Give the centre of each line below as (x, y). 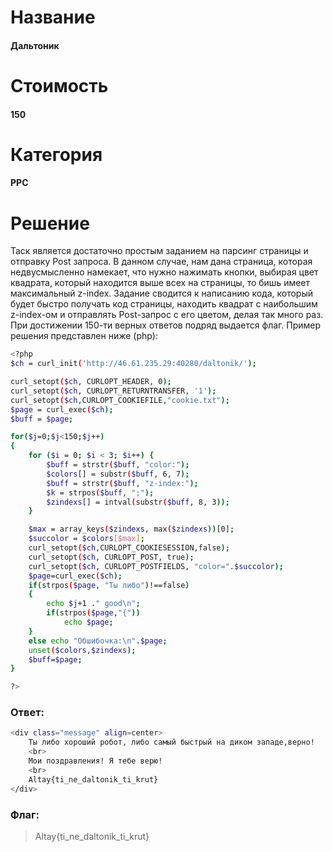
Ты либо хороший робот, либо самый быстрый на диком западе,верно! (171, 742)
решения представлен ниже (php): (84, 336)
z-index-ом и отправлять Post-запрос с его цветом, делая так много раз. (167, 315)
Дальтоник (35, 45)
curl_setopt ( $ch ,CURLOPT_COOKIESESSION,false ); (129, 548)
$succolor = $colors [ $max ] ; (86, 539)
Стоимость (59, 85)
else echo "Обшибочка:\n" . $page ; (98, 641)
